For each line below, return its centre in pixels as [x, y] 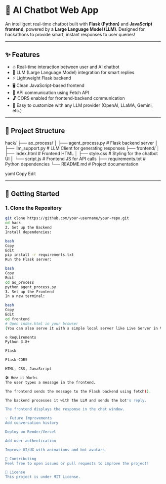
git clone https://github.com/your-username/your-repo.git [67, 218]
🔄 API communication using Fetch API [51, 92]
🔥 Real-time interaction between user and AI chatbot [66, 67]
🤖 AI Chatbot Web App [52, 10]
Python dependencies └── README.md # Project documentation [72, 164]
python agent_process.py [31, 287]
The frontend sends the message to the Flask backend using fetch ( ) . [78, 391]
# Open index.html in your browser [42, 323]
